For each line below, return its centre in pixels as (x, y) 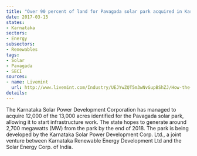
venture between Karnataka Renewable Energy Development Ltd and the (94, 140)
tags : (13, 55)
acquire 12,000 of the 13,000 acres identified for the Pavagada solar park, (95, 116)
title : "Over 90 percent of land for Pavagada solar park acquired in (94, 11)
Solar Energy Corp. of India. (40, 147)
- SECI (14, 71)
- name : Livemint (27, 82)
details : (17, 93)
